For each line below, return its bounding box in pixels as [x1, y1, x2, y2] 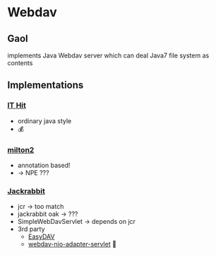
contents [7, 59, 33, 67]
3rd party [17, 225, 45, 234]
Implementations [7, 79, 84, 91]
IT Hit [7, 101, 27, 110]
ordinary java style [17, 116, 72, 125]
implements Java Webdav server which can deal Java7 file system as [7, 51, 210, 59]
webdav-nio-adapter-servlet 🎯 [28, 240, 116, 249]
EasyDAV [28, 232, 55, 241]
